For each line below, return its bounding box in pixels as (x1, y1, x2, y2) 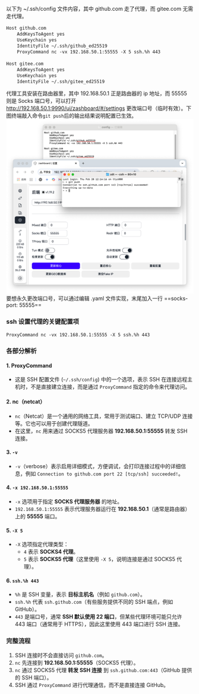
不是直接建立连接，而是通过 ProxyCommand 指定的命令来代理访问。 (30, 383, 191, 390)
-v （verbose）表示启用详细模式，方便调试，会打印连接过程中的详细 (14, 462, 181, 469)
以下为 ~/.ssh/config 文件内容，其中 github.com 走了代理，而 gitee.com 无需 (6, 5, 194, 12)
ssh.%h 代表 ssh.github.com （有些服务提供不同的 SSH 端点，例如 (14, 598, 173, 605)
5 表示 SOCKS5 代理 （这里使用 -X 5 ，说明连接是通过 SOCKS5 (23, 556, 176, 563)
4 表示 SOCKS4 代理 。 (23, 548, 79, 556)
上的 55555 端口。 (14, 513, 61, 520)
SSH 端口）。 (21, 674, 52, 681)
